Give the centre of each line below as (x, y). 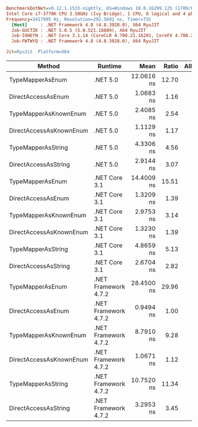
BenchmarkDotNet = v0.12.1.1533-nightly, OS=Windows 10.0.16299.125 (89, 8)
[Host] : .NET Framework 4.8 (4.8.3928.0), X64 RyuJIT (85, 25)
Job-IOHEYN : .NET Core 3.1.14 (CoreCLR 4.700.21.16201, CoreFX (92, 36)
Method (49, 66)
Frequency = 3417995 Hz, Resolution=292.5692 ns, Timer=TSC (79, 19)
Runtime (110, 66)
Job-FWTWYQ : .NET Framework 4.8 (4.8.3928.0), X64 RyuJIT (85, 41)
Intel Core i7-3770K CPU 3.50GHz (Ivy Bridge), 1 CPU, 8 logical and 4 (96, 14)
